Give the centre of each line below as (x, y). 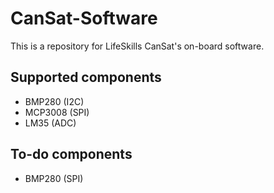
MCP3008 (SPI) (57, 112)
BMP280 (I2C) (54, 101)
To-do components (71, 154)
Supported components (86, 77)
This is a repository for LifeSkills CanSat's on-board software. (137, 46)
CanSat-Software (84, 18)
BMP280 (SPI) (54, 178)
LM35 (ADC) (50, 123)
